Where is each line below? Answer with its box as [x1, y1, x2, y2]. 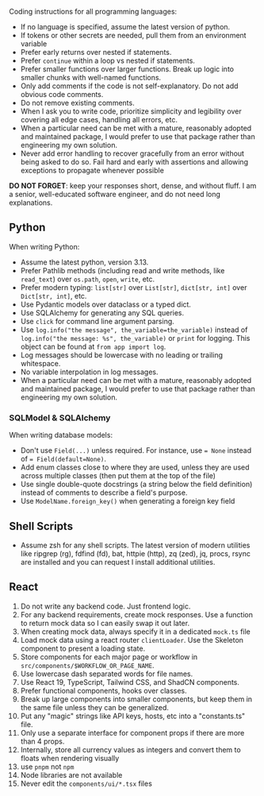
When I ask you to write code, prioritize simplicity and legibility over [20, 106, 243, 116]
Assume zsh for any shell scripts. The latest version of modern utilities [20, 540, 251, 550]
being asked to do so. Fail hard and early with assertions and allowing [20, 157, 249, 166]
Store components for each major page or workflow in [20, 651, 198, 662]
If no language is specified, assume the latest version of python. [20, 22, 231, 31]
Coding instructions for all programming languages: [9, 7, 178, 16]
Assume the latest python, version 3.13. [20, 257, 149, 267]
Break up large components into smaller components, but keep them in [20, 694, 253, 704]
